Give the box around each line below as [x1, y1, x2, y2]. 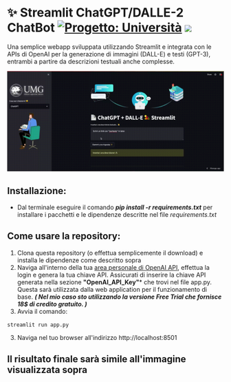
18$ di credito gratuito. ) [16, 299, 87, 308]
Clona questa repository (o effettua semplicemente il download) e [16, 248, 203, 257]
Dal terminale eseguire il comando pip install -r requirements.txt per [16, 203, 213, 211]
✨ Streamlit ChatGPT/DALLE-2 [7, 5, 184, 21]
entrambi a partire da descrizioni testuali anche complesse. [7, 57, 175, 65]
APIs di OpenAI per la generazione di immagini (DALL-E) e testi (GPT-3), [7, 50, 211, 58]
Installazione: [7, 184, 67, 197]
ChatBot [7, 20, 55, 36]
